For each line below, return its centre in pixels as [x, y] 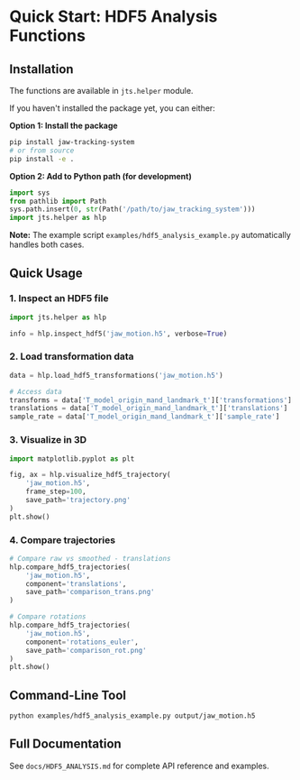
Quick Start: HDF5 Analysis [114, 17]
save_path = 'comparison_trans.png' [90, 592]
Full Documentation [65, 744]
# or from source [42, 151]
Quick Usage [46, 273]
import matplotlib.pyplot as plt [72, 459]
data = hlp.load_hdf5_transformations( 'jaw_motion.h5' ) [116, 375]
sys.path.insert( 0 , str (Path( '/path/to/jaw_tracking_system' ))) [132, 209]
